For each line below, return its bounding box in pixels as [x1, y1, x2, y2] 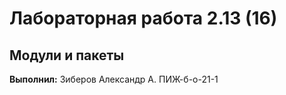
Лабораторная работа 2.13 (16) [9, 7, 278, 30]
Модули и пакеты [9, 47, 125, 64]
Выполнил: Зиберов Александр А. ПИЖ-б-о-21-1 [9, 73, 219, 85]
